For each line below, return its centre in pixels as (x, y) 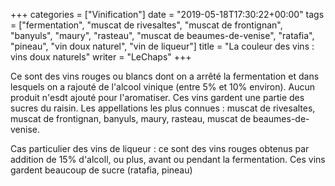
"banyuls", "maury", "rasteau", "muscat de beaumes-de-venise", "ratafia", (162, 35)
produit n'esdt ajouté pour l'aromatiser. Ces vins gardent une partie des (157, 97)
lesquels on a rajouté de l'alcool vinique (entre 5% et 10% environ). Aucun (163, 87)
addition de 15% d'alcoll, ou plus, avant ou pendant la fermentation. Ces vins (168, 159)
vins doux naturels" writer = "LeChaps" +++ (101, 57)
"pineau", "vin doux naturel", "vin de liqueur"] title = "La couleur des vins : (162, 46)
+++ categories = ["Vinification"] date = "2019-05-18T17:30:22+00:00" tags (167, 14)
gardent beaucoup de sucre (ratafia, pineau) (101, 170)
